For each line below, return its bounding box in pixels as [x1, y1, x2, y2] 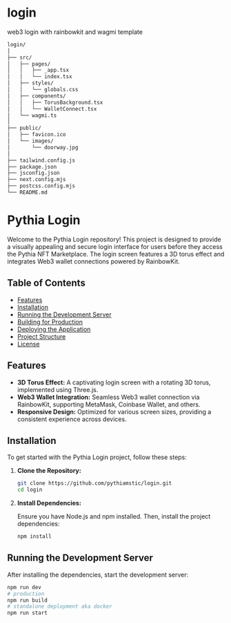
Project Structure [17, 332, 66, 340]
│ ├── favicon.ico [7, 131, 67, 138]
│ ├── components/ [7, 92, 67, 100]
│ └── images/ [7, 138, 54, 145]
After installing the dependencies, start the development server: [7, 570, 189, 579]
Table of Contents [7, 277, 86, 289]
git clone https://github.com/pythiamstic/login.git [17, 480, 172, 487]
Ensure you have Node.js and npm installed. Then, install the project [17, 512, 211, 521]
